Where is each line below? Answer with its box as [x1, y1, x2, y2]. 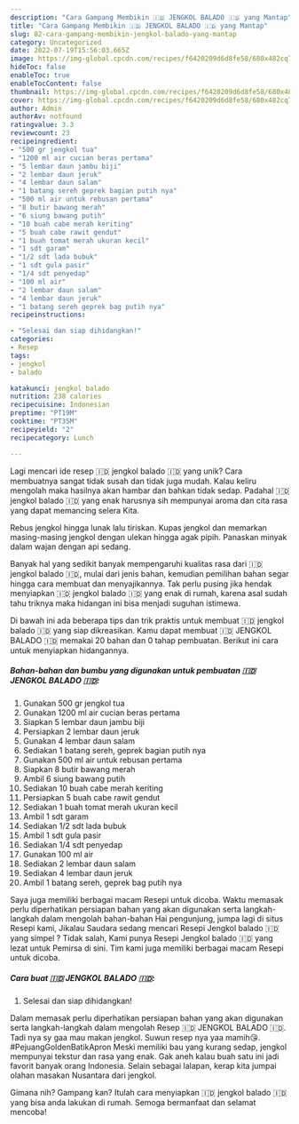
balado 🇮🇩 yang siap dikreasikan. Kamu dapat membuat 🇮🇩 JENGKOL [10, 625, 272, 635]
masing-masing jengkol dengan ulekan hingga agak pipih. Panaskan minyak [10, 531, 287, 542]
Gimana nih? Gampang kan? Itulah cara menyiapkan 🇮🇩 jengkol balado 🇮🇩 [10, 1088, 287, 1098]
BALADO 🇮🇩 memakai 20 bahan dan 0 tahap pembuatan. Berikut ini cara [10, 634, 279, 645]
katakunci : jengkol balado [10, 384, 110, 393]
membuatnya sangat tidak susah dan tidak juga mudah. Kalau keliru [10, 475, 256, 486]
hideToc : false [10, 63, 67, 72]
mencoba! [10, 1107, 47, 1118]
